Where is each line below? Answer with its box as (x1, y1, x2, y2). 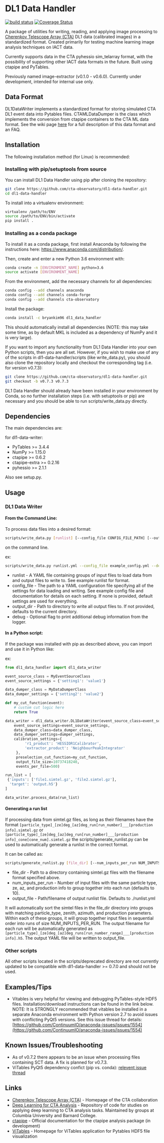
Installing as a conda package (5, 230, 77, 237)
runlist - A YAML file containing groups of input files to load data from (12, 572, 152, 578)
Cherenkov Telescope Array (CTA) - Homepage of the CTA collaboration (12, 1097, 158, 1102)
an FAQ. (5, 127, 21, 132)
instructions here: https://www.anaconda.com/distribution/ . (5, 246, 124, 252)
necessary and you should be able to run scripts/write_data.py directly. (5, 398, 148, 404)
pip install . (5, 218, 34, 223)
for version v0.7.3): (5, 365, 43, 370)
